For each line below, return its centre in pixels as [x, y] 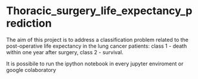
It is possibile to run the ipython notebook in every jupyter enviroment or [95, 64]
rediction [29, 23]
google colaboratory [31, 70]
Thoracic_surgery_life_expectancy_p [99, 11]
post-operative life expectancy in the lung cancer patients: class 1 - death [97, 46]
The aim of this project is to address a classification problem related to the [98, 39]
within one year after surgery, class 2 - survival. [65, 52]
